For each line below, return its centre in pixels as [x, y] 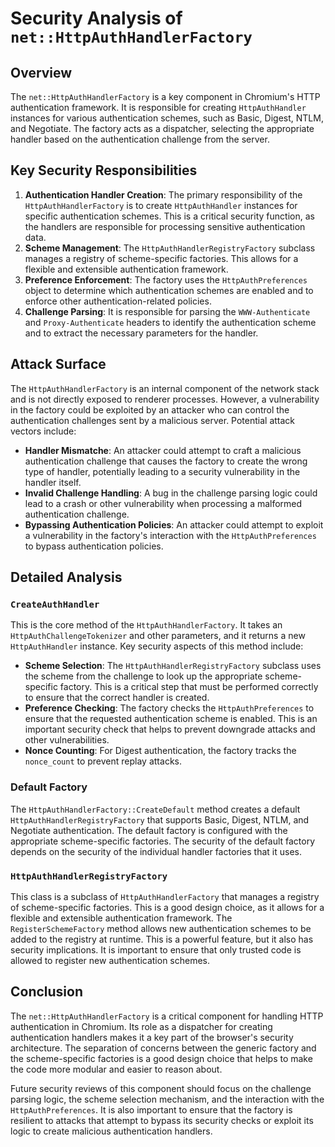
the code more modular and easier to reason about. [116, 1069]
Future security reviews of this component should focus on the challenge [161, 1088]
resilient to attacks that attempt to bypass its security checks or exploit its [162, 1120]
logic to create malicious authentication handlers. [111, 1131]
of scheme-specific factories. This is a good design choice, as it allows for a [167, 907]
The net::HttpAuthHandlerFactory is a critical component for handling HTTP [167, 1016]
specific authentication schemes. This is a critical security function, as [169, 216]
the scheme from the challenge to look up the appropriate [143, 676]
